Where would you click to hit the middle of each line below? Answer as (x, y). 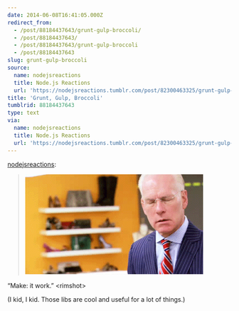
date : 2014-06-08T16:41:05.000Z (55, 15)
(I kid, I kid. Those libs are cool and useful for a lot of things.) (96, 299)
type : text (23, 113)
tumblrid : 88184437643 (41, 106)
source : (19, 68)
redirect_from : (30, 22)
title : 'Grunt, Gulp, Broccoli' (55, 98)
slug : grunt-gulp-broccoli (47, 61)
